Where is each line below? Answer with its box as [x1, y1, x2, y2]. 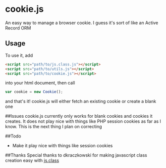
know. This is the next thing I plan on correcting [5, 124, 103, 130]
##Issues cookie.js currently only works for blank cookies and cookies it [5, 113, 153, 119]
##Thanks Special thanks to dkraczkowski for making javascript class [5, 152, 147, 158]
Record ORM [5, 25, 31, 31]
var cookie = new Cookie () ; [5, 90, 63, 95]
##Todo [5, 133, 21, 139]
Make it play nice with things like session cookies [12, 143, 113, 149]
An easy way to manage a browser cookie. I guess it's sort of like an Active [5, 20, 159, 26]
